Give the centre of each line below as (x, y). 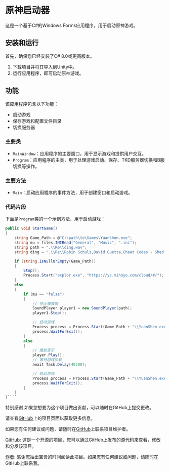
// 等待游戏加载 (47, 360)
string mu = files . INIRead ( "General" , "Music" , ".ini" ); (76, 243)
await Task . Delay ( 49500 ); (59, 365)
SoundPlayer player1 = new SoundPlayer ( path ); (82, 308)
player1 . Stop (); (49, 313)
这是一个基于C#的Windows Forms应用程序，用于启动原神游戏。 (72, 25)
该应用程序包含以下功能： (32, 104)
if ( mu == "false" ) (44, 294)
